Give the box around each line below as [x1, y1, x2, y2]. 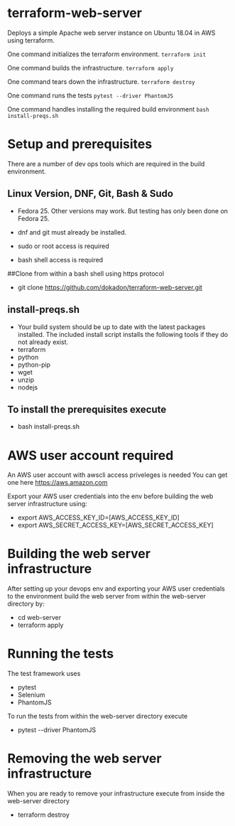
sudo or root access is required [17, 242, 109, 250]
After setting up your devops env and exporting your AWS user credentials [7, 584, 225, 593]
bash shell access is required [17, 255, 104, 264]
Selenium [17, 691, 45, 699]
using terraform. [7, 36, 55, 44]
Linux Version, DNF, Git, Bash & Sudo [7, 188, 174, 200]
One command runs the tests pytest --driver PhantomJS [7, 91, 174, 100]
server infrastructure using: [7, 500, 87, 508]
